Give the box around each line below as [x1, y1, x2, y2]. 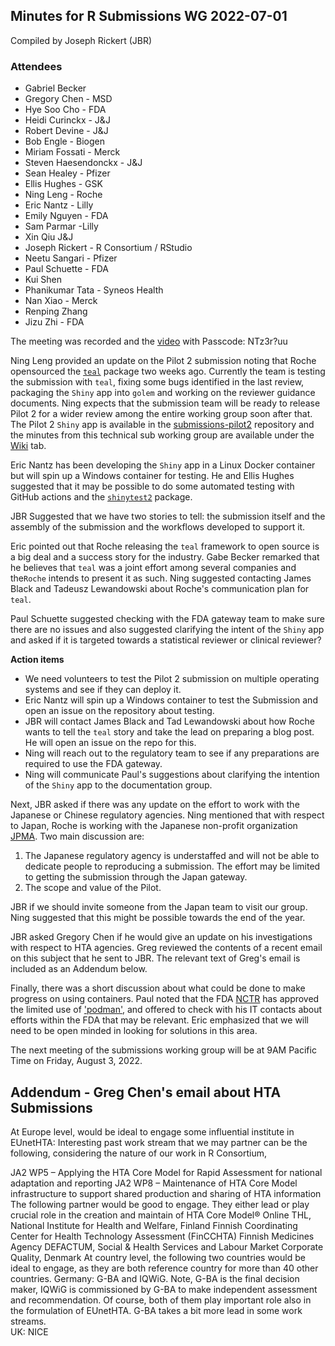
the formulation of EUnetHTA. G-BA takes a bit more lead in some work [10, 1304, 303, 1316]
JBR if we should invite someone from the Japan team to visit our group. [10, 901, 308, 913]
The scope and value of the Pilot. [24, 882, 162, 894]
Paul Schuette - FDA [24, 263, 109, 275]
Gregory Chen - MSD [24, 93, 113, 105]
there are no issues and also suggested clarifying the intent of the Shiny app [10, 624, 325, 636]
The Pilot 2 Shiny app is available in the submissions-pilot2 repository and [10, 419, 315, 431]
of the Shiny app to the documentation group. [24, 779, 213, 791]
